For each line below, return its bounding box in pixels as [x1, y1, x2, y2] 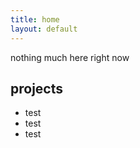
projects [10, 80, 64, 97]
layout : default [10, 24, 78, 34]
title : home [10, 14, 60, 25]
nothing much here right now [10, 51, 130, 63]
